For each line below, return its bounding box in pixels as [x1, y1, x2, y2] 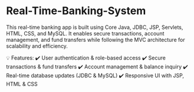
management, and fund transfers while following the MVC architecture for [6, 36, 185, 43]
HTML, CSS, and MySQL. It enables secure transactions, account [6, 29, 165, 37]
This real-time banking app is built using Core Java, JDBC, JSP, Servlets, [6, 24, 183, 31]
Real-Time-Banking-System [6, 4, 146, 18]
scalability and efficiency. [6, 42, 68, 50]
